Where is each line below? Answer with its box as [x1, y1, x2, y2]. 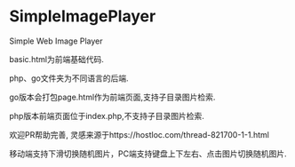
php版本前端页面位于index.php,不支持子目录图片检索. [9, 110, 204, 121]
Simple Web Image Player [9, 36, 104, 46]
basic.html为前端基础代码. [9, 53, 104, 64]
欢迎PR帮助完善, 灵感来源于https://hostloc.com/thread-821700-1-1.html [9, 129, 269, 139]
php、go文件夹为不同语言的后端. [9, 73, 129, 83]
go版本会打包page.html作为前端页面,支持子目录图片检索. [9, 91, 216, 102]
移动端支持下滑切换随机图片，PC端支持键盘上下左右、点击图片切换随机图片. [9, 148, 287, 159]
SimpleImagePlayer [9, 6, 156, 27]
